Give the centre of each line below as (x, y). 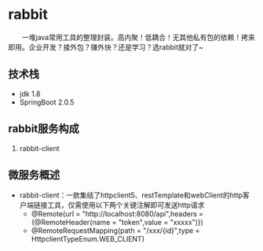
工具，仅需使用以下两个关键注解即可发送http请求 (126, 205)
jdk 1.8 (30, 94)
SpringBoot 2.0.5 (47, 102)
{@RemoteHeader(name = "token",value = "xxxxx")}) (117, 223)
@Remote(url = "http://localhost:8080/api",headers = (117, 214)
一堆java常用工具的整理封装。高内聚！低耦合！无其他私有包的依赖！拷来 (139, 37)
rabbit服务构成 (44, 129)
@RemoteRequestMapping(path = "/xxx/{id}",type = (115, 231)
